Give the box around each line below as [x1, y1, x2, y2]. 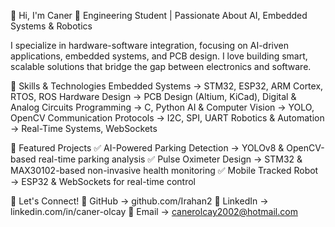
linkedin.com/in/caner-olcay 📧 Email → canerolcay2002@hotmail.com [10, 206, 298, 217]
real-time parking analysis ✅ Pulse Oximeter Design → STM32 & [38, 153, 303, 165]
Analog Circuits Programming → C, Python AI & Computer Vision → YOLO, [10, 101, 315, 113]
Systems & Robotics [10, 20, 93, 32]
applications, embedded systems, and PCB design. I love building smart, [10, 50, 308, 62]
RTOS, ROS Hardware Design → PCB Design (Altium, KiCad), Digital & [10, 91, 297, 102]
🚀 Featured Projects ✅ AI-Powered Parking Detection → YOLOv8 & [10, 142, 285, 154]
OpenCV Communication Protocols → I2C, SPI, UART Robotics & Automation [10, 112, 325, 124]
